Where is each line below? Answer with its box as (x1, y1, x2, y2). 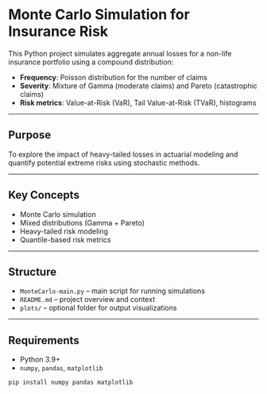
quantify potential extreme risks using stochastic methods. (8, 157, 200, 168)
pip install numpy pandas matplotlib (8, 379, 133, 387)
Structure (8, 265, 57, 279)
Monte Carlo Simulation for (8, 6, 191, 24)
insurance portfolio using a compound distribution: (8, 57, 174, 67)
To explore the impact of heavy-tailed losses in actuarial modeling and (8, 149, 238, 159)
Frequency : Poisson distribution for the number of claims (19, 72, 208, 82)
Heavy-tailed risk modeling (19, 226, 109, 236)
